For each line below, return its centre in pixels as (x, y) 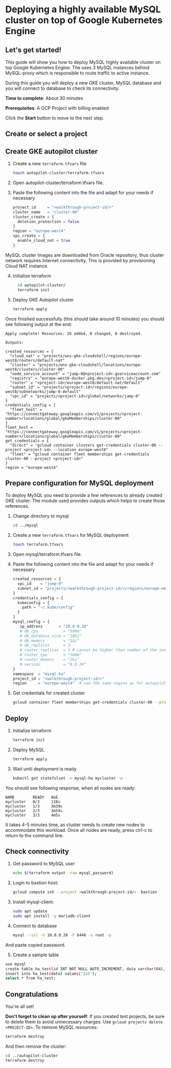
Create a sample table (36, 955)
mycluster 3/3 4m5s (33, 815)
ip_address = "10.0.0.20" (54, 626)
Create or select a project (46, 134)
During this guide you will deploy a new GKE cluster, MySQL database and (83, 83)
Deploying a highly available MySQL (83, 9)
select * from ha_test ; (31, 978)
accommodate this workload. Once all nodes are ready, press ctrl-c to (79, 830)
